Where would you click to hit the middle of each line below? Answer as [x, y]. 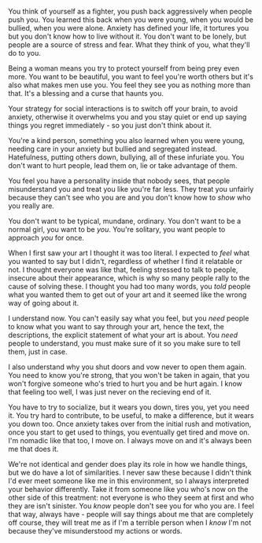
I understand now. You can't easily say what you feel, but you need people [129, 318]
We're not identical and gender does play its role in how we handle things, [128, 464]
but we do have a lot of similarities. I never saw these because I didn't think [130, 472]
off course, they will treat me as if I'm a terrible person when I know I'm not [130, 523]
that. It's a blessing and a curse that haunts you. [86, 93]
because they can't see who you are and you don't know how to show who [130, 197]
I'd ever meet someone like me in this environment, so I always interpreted [129, 481]
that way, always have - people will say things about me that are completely [131, 514]
